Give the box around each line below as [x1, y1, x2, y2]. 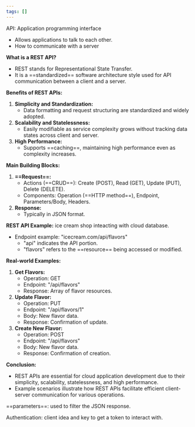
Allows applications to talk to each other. [14, 36, 113, 43]
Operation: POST [23, 331, 64, 338]
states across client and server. [23, 132, 100, 139]
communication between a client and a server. [14, 78, 126, 85]
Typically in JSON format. [23, 210, 85, 217]
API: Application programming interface [6, 25, 101, 32]
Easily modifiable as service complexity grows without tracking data [23, 125, 187, 132]
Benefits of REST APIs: [6, 89, 63, 96]
